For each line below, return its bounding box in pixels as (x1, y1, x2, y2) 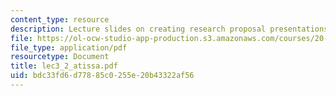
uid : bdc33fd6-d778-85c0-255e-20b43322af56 (10, 71, 195, 81)
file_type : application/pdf (10, 42, 128, 53)
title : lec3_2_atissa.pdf (10, 61, 118, 71)
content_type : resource (10, 14, 110, 25)
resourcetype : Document (10, 52, 110, 62)
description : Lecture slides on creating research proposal (10, 24, 267, 34)
